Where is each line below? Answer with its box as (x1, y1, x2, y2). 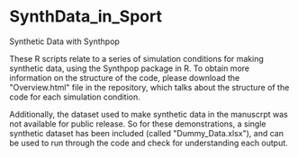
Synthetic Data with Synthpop (9, 36, 120, 47)
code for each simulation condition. (9, 92, 141, 102)
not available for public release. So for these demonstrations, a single (9, 118, 266, 129)
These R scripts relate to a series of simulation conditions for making (9, 53, 264, 64)
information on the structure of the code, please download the (9, 72, 240, 83)
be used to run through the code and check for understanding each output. (9, 137, 288, 148)
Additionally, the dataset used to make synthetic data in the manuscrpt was (9, 109, 288, 119)
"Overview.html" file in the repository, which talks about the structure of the (9, 82, 290, 92)
